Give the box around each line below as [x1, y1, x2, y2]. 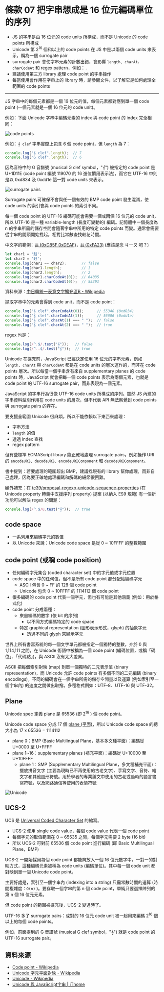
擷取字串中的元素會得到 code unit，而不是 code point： [5, 299, 116, 305]
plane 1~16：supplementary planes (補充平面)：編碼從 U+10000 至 [12, 750, 146, 756]
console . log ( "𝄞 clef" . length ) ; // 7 [5, 150, 82, 155]
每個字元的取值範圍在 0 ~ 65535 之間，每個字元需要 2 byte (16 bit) [12, 834, 146, 840]
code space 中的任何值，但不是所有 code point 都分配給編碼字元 [12, 576, 143, 582]
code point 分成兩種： [12, 606, 57, 613]
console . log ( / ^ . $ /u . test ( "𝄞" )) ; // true [5, 507, 91, 512]
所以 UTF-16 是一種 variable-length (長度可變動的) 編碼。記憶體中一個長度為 [5, 219, 158, 225]
